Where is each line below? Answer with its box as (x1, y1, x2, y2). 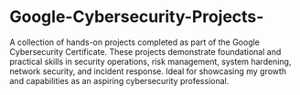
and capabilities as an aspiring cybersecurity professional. (9, 75, 230, 86)
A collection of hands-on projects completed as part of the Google (9, 37, 261, 47)
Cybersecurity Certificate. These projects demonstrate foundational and (9, 46, 282, 57)
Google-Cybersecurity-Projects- (9, 6, 264, 27)
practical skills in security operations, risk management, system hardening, (9, 56, 292, 67)
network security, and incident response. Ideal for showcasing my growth (9, 66, 286, 77)
